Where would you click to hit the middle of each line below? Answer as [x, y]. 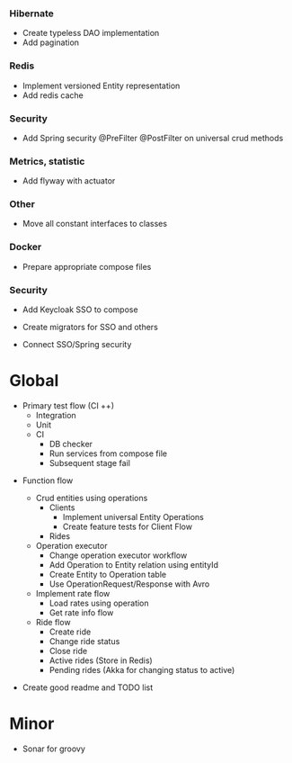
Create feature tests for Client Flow [128, 527]
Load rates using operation [99, 603]
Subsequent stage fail [89, 463]
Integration [56, 416]
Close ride [68, 651]
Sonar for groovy [53, 749]
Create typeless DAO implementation [91, 33]
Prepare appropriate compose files [87, 266]
